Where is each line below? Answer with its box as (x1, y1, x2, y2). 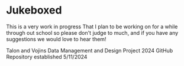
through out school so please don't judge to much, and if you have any (6, 29, 179, 36)
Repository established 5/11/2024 (6, 53, 88, 60)
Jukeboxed (6, 4, 62, 17)
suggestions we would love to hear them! (6, 35, 106, 42)
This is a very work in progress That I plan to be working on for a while (6, 23, 178, 30)
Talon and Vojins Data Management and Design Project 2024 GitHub (6, 47, 173, 54)
